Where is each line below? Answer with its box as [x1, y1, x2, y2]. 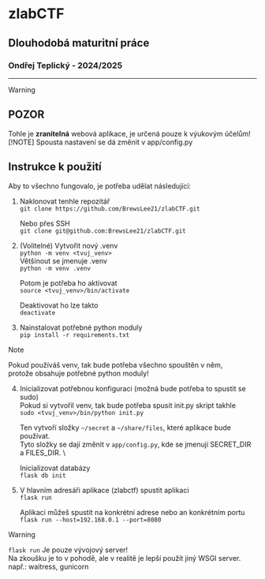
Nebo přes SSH [19, 219, 70, 228]
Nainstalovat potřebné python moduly [19, 323, 143, 332]
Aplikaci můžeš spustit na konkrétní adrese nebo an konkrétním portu [19, 507, 245, 517]
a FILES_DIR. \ [19, 447, 65, 458]
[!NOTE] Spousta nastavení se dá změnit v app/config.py [8, 137, 193, 147]
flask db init [19, 471, 66, 480]
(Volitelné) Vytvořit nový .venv [19, 241, 118, 250]
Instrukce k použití [8, 160, 103, 174]
